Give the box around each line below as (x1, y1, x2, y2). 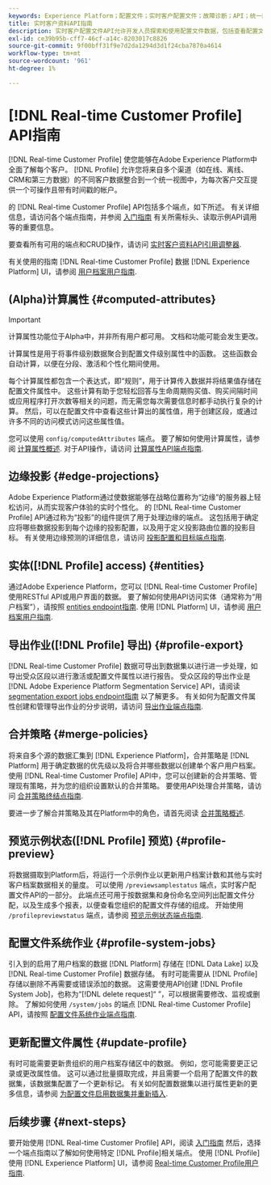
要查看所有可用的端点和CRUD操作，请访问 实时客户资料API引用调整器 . (8, 239, 242, 249)
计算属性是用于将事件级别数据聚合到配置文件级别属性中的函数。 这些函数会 (8, 349, 258, 358)
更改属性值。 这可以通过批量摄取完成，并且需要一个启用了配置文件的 (22, 1069, 251, 1078)
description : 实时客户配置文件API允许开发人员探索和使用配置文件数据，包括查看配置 (8, 27, 259, 35)
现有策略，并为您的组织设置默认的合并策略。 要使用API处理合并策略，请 (15, 781, 256, 790)
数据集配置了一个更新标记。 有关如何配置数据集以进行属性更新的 (35, 1079, 251, 1089)
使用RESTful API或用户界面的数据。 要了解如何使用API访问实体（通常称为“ (8, 592, 256, 602)
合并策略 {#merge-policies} (8, 727, 149, 741)
